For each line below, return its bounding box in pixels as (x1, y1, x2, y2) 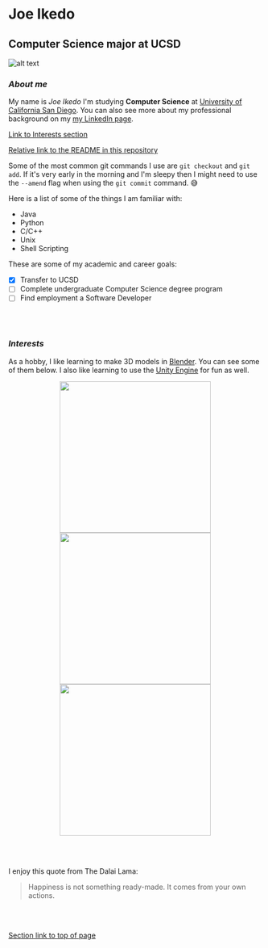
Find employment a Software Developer (19, 293, 152, 303)
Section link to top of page (8, 930, 97, 940)
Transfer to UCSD (19, 275, 79, 285)
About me (8, 78, 48, 90)
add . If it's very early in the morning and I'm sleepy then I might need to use (8, 170, 258, 179)
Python (19, 218, 44, 228)
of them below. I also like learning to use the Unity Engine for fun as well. (8, 365, 249, 375)
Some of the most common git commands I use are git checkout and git (8, 161, 251, 170)
